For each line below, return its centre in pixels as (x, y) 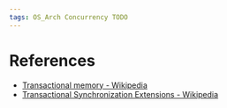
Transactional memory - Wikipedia (85, 85)
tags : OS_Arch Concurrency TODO (68, 17)
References (52, 60)
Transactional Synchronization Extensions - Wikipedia (120, 94)
